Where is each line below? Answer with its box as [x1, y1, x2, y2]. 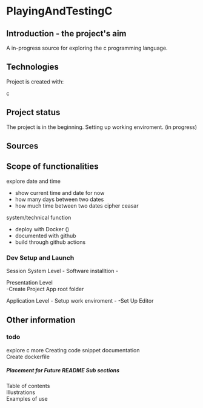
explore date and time [6, 177, 61, 185]
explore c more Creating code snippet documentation [6, 346, 140, 354]
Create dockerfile [6, 353, 50, 360]
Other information [6, 315, 76, 325]
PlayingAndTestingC [6, 4, 113, 18]
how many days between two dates [15, 196, 104, 203]
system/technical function [6, 214, 72, 221]
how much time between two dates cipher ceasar [15, 202, 139, 209]
